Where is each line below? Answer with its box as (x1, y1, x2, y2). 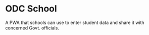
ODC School (5, 3, 57, 14)
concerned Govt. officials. (5, 24, 60, 30)
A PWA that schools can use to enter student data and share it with (5, 19, 145, 25)
